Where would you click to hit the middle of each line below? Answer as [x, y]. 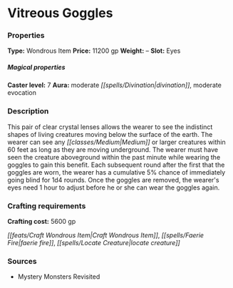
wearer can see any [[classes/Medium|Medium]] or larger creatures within [116, 142]
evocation [22, 93]
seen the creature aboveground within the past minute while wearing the [114, 157]
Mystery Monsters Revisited [59, 277]
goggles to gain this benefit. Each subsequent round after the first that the [116, 165]
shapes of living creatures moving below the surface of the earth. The [110, 134]
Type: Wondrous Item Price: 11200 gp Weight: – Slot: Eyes [94, 51]
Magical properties [36, 67]
